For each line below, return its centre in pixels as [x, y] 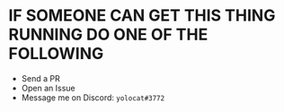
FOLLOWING [56, 54]
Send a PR [40, 78]
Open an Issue [48, 88]
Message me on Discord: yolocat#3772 [93, 97]
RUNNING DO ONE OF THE [108, 34]
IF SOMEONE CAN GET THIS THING [142, 16]
